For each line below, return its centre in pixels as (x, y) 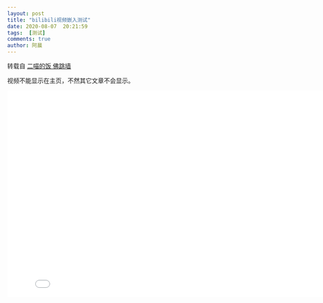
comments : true (29, 39)
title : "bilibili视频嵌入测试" (49, 20)
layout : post (26, 13)
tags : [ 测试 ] (27, 33)
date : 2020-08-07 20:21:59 (48, 26)
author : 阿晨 (25, 45)
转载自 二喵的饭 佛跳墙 (39, 66)
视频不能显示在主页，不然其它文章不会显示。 (71, 81)
